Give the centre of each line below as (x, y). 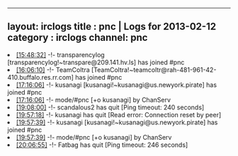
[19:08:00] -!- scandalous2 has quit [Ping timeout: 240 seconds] (110, 107)
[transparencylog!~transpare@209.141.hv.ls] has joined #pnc (96, 62)
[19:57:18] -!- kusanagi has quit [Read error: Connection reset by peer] (119, 114)
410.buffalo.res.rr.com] (41, 77)
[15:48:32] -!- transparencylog (61, 54)
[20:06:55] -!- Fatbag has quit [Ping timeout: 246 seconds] (102, 145)
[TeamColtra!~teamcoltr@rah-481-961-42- (154, 70)
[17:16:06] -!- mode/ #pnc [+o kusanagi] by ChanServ (94, 100)
